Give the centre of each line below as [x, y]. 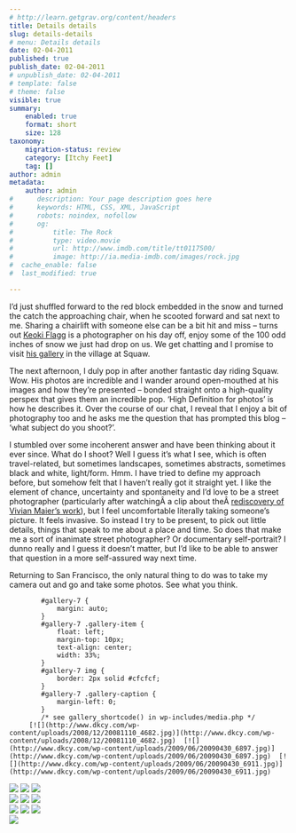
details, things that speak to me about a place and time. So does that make [145, 529]
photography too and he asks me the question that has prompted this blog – [148, 417]
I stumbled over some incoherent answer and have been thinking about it [143, 444]
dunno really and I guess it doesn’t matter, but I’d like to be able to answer [144, 548]
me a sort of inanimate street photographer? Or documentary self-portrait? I [148, 539]
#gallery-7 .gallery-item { [93, 624]
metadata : [27, 183]
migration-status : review [73, 149]
